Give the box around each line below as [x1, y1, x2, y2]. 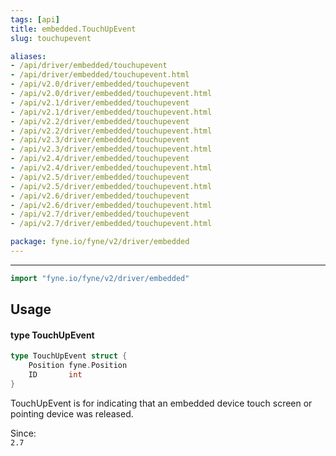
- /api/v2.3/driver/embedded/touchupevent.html [10, 144, 213, 155]
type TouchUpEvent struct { [10, 351, 128, 361]
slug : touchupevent [10, 33, 92, 43]
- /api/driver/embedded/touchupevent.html [10, 70, 190, 80]
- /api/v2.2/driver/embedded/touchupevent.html [10, 126, 213, 136]
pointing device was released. [10, 407, 134, 420]
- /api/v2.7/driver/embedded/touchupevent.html [10, 219, 213, 229]
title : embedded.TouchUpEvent [10, 24, 137, 34]
